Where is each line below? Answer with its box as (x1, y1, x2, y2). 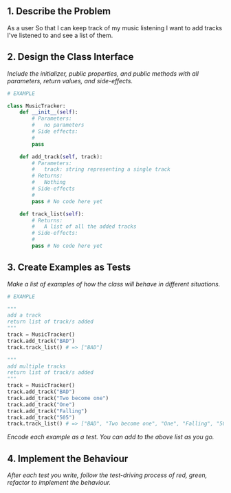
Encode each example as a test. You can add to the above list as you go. (7, 433, 214, 441)
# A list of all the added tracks (32, 223, 137, 230)
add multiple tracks (7, 363, 67, 370)
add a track (7, 312, 41, 319)
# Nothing (32, 179, 67, 186)
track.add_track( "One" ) (7, 401, 76, 408)
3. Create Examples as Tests (7, 262, 131, 273)
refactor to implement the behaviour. (7, 479, 111, 487)
